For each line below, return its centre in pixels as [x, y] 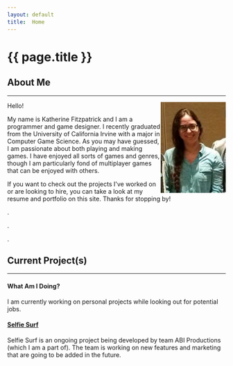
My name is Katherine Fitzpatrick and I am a [70, 119]
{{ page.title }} [50, 57]
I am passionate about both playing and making [75, 148]
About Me [29, 83]
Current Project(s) [47, 260]
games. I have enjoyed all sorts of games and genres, [84, 156]
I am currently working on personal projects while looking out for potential [113, 302]
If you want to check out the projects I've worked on [81, 184]
